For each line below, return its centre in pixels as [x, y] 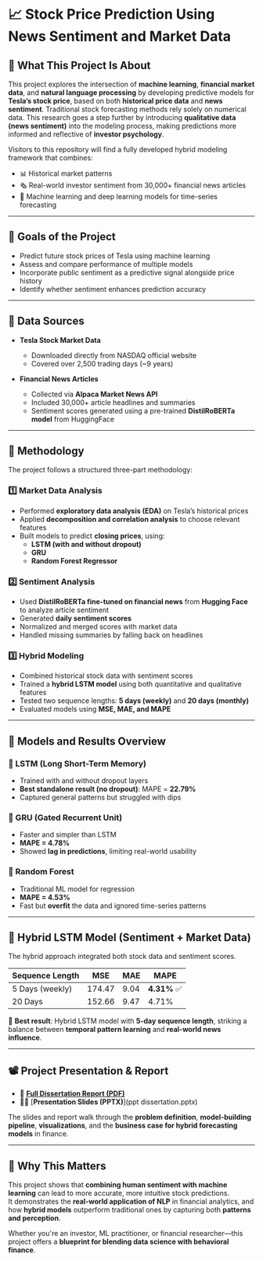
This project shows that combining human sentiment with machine [118, 1185]
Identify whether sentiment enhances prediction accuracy [113, 289]
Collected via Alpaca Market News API [94, 394]
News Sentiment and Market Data [120, 36]
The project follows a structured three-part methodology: [101, 470]
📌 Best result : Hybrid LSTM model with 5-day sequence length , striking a [128, 1021]
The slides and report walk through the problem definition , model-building [130, 1117]
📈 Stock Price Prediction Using [112, 15]
